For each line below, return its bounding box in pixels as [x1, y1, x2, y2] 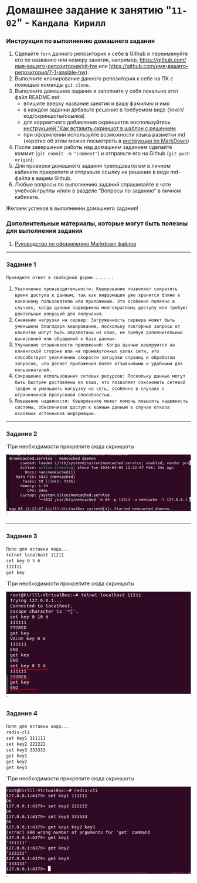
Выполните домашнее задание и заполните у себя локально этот [14, 87, 179, 94]
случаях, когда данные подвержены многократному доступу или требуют [14, 305, 189, 311]
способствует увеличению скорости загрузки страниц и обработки [14, 355, 175, 361]
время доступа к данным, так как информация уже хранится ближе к [14, 293, 181, 298]
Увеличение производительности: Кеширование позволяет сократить [14, 286, 178, 292]
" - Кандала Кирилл [16, 16, 106, 29]
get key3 [6, 765, 28, 770]
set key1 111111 [6, 735, 46, 741]
